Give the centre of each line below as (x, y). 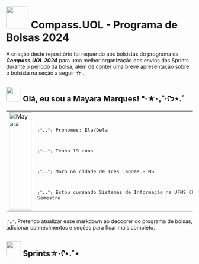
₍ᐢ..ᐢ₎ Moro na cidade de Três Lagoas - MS (96, 171)
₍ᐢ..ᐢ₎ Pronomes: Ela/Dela (73, 130)
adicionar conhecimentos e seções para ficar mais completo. (81, 227)
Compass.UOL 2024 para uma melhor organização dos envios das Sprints (98, 60)
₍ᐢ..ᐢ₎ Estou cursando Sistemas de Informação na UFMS (112, 192)
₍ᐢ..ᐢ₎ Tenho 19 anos (65, 150)
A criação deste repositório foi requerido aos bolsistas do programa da (92, 54)
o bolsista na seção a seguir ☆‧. (45, 73)
